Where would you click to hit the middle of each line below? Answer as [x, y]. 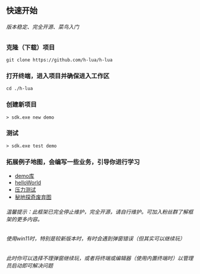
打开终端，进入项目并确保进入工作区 [58, 76]
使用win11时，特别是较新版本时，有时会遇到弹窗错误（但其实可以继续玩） [96, 238]
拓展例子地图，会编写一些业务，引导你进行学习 [73, 162]
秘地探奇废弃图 [33, 197]
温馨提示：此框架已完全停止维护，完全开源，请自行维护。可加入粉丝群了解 [97, 212]
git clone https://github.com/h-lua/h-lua [59, 60]
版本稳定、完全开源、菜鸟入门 [42, 27]
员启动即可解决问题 [30, 265]
